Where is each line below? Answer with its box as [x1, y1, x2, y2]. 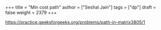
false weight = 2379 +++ [5, 9, 57, 15]
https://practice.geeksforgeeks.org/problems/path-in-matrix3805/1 [5, 19, 145, 25]
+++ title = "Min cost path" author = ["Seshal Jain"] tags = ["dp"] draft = [5, 4, 156, 10]
